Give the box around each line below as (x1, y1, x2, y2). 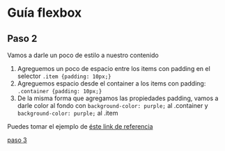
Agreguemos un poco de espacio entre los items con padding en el (17, 65, 210, 72)
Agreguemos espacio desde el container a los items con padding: (17, 79, 206, 88)
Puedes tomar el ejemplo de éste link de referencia (7, 122, 153, 130)
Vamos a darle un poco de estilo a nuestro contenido (7, 51, 159, 59)
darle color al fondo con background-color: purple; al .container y (17, 102, 208, 109)
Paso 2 (7, 33, 38, 45)
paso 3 (7, 136, 27, 144)
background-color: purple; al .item (17, 109, 118, 117)
